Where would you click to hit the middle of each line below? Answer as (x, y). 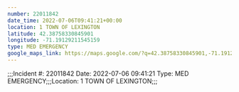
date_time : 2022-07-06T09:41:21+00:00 (65, 21)
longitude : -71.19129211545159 (54, 40)
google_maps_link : (34, 54)
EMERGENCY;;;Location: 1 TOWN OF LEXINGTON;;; (83, 81)
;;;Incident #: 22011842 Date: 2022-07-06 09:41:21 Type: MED (98, 73)
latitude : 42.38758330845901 (51, 34)
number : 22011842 (33, 14)
